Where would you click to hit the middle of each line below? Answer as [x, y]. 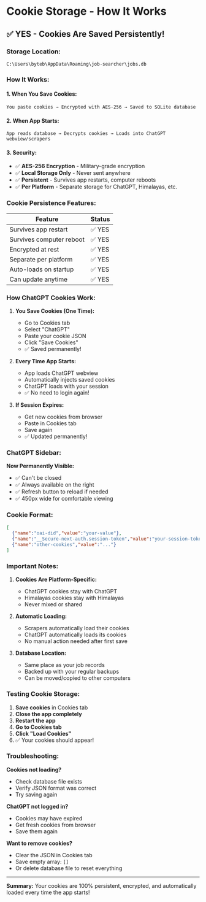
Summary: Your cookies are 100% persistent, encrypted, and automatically [101, 885]
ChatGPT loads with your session [67, 386]
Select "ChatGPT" [47, 329]
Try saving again [36, 794]
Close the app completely [48, 714]
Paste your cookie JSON [55, 336]
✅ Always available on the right [55, 485]
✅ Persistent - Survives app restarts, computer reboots [86, 180]
